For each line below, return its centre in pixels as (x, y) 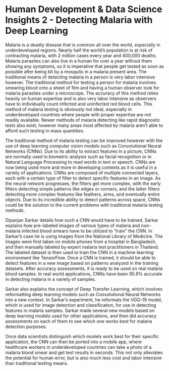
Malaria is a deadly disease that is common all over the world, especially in (83, 44)
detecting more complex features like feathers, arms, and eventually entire (82, 194)
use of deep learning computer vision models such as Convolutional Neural (83, 146)
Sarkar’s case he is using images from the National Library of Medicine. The (84, 236)
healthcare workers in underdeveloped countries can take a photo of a (78, 347)
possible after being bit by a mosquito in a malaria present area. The (76, 71)
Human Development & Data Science (84, 9)
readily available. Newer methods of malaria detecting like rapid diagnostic (83, 120)
